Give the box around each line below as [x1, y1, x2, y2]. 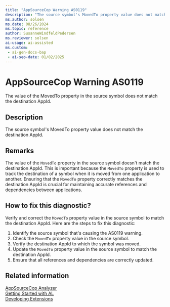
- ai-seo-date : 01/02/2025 [7, 54, 65, 60]
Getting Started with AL [5, 290, 54, 296]
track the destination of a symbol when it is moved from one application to [5, 170, 160, 177]
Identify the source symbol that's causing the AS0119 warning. [12, 230, 143, 236]
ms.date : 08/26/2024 [5, 21, 49, 27]
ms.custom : [5, 45, 28, 50]
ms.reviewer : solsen [5, 36, 49, 41]
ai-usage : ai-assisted [5, 40, 53, 46]
